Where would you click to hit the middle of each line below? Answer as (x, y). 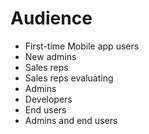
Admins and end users (71, 120)
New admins (50, 56)
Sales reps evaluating (69, 78)
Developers (48, 99)
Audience (51, 18)
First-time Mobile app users (82, 46)
